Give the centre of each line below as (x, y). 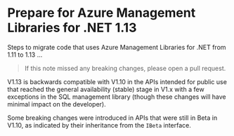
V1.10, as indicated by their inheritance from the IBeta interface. (99, 125)
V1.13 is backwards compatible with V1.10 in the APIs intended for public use (117, 81)
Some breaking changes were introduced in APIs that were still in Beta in (112, 118)
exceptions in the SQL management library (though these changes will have (117, 97)
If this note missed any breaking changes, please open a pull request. (125, 68)
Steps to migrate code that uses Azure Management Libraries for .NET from (117, 47)
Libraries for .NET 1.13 (72, 28)
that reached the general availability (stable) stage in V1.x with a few (106, 89)
